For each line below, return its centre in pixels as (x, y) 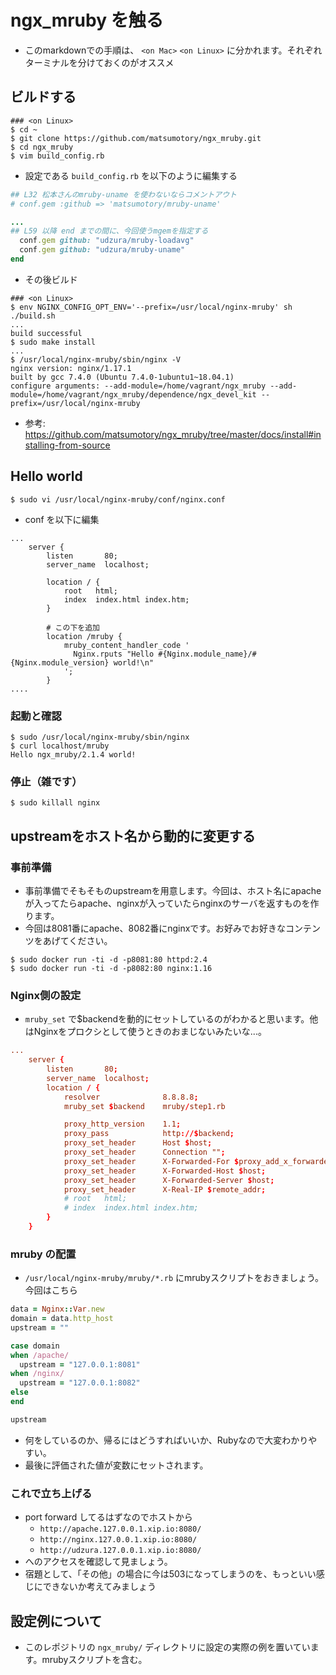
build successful (46, 333)
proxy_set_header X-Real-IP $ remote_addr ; (165, 1189)
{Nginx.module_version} (60, 662)
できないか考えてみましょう (99, 1587)
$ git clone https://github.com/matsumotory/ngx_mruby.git (136, 138)
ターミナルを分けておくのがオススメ (99, 62)
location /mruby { (84, 636)
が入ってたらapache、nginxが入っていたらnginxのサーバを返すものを (167, 903)
